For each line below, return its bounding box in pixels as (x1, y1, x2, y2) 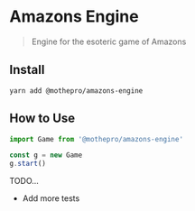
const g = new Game (9, 151, 83, 160)
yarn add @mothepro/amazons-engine (9, 86, 144, 96)
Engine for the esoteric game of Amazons (31, 36, 187, 47)
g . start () (9, 160, 47, 169)
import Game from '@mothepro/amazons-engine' (9, 134, 183, 143)
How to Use (9, 111, 76, 126)
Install (9, 62, 45, 78)
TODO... (9, 176, 39, 187)
